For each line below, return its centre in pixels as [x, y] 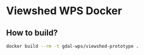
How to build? [32, 33]
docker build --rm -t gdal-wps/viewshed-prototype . [73, 46]
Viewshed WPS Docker [64, 11]
